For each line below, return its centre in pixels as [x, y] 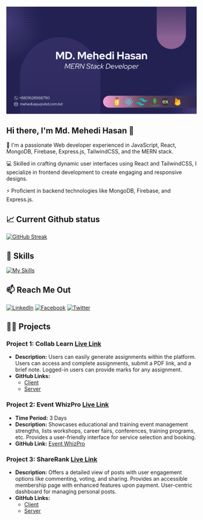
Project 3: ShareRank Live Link [52, 459]
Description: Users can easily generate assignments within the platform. [105, 357]
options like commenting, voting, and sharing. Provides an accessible [101, 479]
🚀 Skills [20, 256]
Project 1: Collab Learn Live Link [54, 344]
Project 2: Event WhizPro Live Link [58, 405]
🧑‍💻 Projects [28, 327]
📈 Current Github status [53, 219]
